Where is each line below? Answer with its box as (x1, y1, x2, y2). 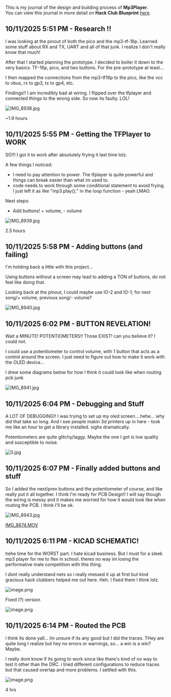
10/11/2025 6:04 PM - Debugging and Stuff (5, 399, 144, 408)
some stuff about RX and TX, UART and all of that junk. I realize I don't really (5, 44, 166, 50)
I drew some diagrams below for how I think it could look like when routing (5, 369, 162, 376)
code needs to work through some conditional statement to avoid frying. (12, 182, 165, 189)
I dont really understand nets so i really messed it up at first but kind (5, 571, 149, 577)
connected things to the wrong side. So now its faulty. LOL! (5, 95, 130, 101)
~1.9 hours (5, 115, 28, 121)
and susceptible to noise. (5, 439, 58, 445)
